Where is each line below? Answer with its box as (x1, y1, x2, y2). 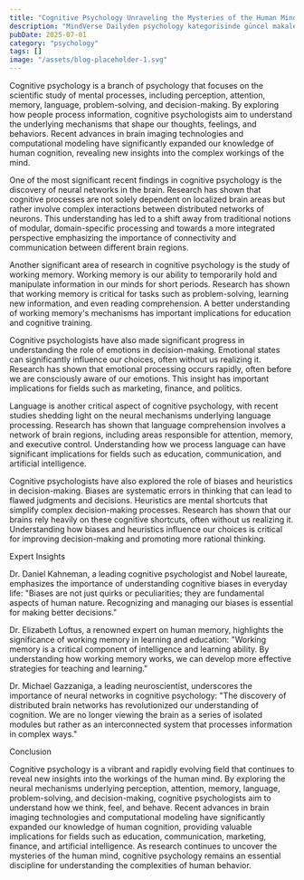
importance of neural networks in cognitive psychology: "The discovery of (9, 690, 287, 701)
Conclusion (9, 746, 52, 757)
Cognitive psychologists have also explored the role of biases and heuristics (9, 476, 293, 486)
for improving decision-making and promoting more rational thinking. (9, 533, 267, 544)
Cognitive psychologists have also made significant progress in (9, 335, 245, 345)
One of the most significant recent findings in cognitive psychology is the (9, 175, 282, 186)
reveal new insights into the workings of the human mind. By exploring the (9, 773, 286, 784)
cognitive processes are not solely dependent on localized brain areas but (9, 194, 286, 205)
